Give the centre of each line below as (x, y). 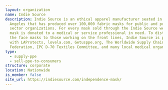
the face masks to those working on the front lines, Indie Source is (85, 38)
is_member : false (23, 75)
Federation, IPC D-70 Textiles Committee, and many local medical (80, 47)
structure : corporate (28, 65)
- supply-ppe (23, 56)
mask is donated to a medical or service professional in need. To (81, 33)
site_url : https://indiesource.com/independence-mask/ (63, 79)
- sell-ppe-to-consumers (35, 61)
